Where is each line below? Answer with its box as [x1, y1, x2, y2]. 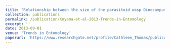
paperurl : [5, 35, 26, 40]
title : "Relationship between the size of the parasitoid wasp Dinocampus [5, 7, 166, 12]
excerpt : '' [5, 21, 30, 26]
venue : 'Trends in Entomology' [5, 30, 71, 35]
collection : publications [5, 12, 60, 17]
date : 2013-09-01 [5, 26, 42, 31]
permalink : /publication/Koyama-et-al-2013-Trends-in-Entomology [5, 16, 146, 21]
